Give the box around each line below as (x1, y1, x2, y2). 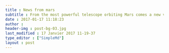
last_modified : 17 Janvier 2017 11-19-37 (5, 31, 96, 36)
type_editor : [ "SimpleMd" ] (5, 36, 64, 41)
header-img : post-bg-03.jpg (5, 26, 66, 31)
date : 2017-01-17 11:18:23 (5, 17, 64, 22)
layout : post (5, 40, 35, 45)
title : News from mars (5, 7, 55, 13)
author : (5, 21, 24, 27)
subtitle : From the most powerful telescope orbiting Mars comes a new (5, 12, 161, 17)
